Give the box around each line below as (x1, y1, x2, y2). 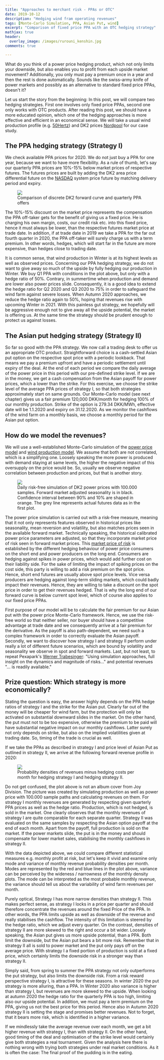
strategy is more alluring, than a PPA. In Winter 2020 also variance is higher (5, 983, 157, 989)
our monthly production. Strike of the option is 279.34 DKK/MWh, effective (5, 401, 155, 407)
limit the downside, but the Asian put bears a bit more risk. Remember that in (5, 937, 159, 943)
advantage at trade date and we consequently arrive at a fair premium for (5, 622, 153, 628)
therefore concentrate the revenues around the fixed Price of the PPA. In (5, 906, 151, 912)
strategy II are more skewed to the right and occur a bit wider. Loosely (5, 927, 146, 933)
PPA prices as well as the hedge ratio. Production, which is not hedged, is (5, 804, 153, 810)
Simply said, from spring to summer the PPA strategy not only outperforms (5, 967, 155, 973)
